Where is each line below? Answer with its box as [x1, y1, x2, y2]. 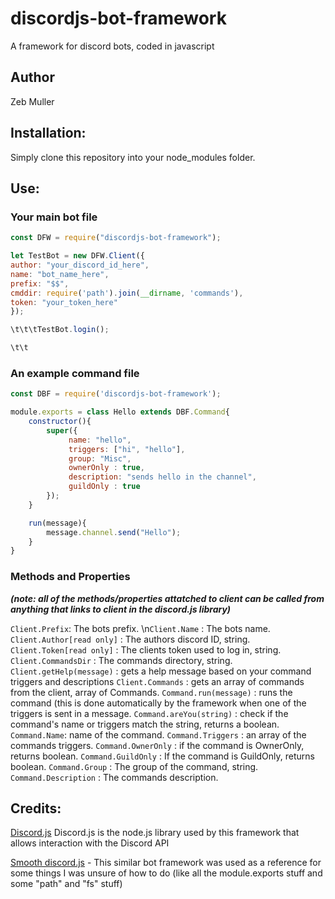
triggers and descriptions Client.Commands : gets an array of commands [10, 675, 305, 687]
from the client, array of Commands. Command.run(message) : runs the [10, 686, 293, 698]
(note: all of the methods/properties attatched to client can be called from [10, 592, 325, 604]
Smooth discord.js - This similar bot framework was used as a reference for [10, 857, 322, 869]
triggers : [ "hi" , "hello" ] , [68, 444, 186, 454]
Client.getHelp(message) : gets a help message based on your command [10, 665, 312, 677]
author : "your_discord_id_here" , [10, 260, 150, 270]
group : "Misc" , [68, 453, 132, 464]
